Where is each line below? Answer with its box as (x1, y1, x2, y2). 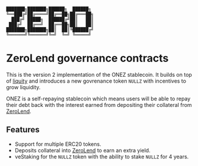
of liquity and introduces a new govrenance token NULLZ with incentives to (6, 77, 187, 84)
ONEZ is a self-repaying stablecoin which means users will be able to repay (6, 95, 191, 102)
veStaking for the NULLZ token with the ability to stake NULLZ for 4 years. (14, 153, 189, 160)
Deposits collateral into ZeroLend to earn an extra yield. (14, 147, 151, 154)
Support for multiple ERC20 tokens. (14, 140, 102, 148)
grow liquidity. (6, 83, 41, 90)
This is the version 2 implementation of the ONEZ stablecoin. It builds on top (6, 71, 193, 78)
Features (6, 125, 40, 135)
